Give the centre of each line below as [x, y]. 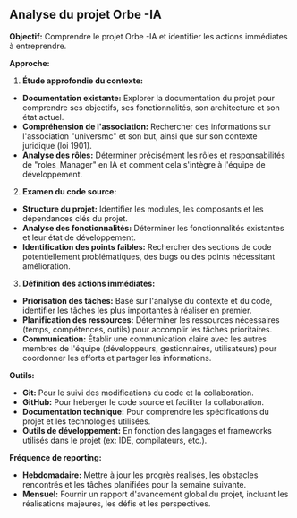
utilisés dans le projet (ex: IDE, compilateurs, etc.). [115, 440]
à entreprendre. [38, 46]
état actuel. [43, 117]
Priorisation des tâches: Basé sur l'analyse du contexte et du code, [147, 300]
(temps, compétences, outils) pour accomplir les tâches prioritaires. [147, 329]
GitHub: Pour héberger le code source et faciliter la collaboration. [143, 401]
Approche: [30, 63]
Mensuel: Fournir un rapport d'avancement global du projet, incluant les [155, 494]
